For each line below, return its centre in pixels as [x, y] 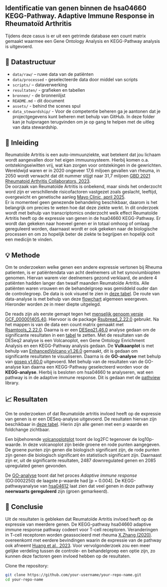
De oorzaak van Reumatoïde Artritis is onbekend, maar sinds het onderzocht [83, 187]
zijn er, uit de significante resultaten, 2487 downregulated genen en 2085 [81, 460]
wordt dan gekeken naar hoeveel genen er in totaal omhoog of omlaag [77, 223]
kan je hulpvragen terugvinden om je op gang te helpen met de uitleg [83, 122]
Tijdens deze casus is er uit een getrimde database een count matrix [76, 36]
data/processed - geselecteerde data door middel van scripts [75, 79]
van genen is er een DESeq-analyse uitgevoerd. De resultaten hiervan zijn [81, 419]
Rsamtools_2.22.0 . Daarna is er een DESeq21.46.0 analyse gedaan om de [81, 330]
